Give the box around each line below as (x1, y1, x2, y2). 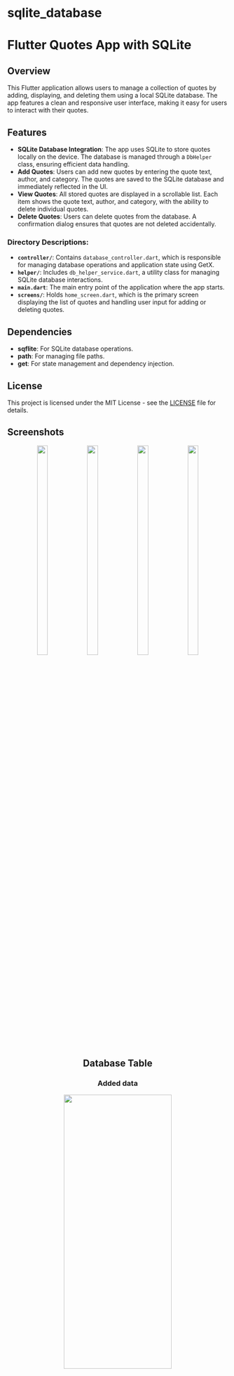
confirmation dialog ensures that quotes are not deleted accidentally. (17, 220, 216, 228)
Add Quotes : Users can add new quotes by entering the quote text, (17, 167, 212, 176)
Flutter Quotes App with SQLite (7, 37, 192, 53)
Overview (7, 65, 51, 77)
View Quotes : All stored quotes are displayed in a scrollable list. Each (17, 190, 219, 198)
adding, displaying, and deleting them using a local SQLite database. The (7, 91, 219, 100)
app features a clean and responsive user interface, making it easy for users (7, 98, 228, 107)
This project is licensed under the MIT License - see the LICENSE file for (7, 398, 216, 407)
